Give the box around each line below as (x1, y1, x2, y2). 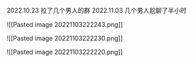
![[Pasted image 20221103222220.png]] (6, 48, 123, 56)
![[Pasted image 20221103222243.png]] (6, 21, 123, 28)
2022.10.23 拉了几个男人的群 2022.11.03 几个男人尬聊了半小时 (6, 6, 187, 14)
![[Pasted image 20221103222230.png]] (6, 34, 123, 42)
